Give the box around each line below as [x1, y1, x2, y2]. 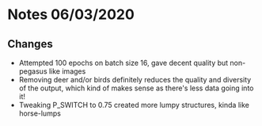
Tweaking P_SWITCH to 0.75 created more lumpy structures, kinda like [18, 101, 250, 109]
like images [48, 67, 86, 76]
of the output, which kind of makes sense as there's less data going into [18, 83, 254, 93]
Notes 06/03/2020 [7, 6, 135, 24]
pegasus [18, 67, 48, 76]
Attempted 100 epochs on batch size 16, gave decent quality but [18, 58, 229, 67]
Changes [7, 37, 53, 51]
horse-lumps [18, 109, 61, 118]
